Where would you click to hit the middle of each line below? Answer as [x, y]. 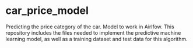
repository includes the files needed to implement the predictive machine [93, 32]
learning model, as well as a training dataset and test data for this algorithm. [96, 39]
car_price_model [47, 11]
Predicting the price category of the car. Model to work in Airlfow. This [90, 27]
